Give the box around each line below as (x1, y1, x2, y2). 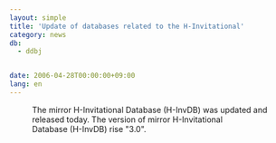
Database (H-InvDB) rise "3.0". (32, 123, 147, 134)
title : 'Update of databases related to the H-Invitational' (9, 22, 245, 31)
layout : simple (9, 13, 67, 23)
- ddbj (17, 47, 43, 56)
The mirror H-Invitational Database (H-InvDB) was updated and (32, 104, 268, 115)
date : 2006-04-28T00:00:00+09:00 (9, 71, 136, 81)
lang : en (9, 80, 43, 89)
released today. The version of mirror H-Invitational (32, 114, 224, 125)
